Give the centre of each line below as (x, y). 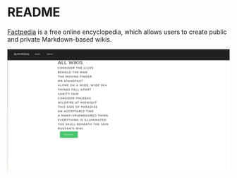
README (34, 12)
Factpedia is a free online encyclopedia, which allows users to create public (117, 32)
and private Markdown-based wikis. (60, 39)
